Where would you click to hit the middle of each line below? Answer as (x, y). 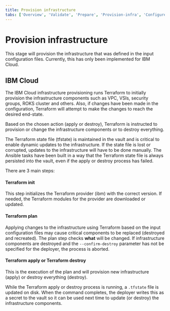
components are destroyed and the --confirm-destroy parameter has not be (85, 244)
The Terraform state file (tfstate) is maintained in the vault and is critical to (82, 140)
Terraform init (20, 182)
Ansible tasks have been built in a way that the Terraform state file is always (84, 156)
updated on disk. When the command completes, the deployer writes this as (85, 292)
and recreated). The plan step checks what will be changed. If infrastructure (85, 238)
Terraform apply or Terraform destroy (46, 261)
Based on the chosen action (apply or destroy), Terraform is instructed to (81, 124)
